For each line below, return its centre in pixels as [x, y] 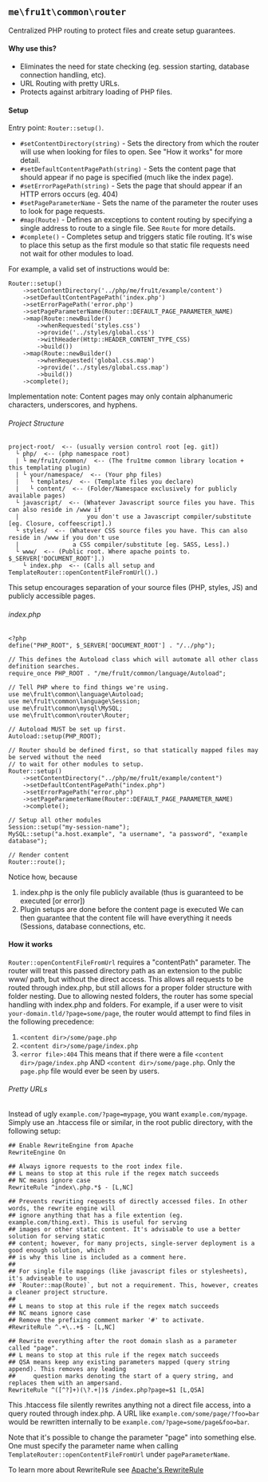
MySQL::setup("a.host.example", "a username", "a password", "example [128, 834]
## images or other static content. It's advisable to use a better [124, 1230]
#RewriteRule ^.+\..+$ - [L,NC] [62, 1327]
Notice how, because [43, 877]
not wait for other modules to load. [77, 254]
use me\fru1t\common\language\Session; [75, 701]
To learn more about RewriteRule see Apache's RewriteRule [106, 1470]
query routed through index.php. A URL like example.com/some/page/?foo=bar [134, 1413]
